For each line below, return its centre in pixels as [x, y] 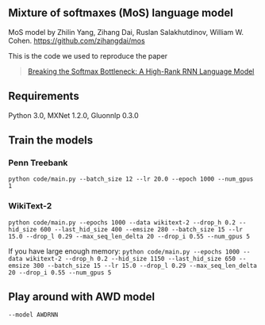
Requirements [44, 96]
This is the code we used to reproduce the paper [88, 55]
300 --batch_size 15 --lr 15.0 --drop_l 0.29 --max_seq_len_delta [145, 266]
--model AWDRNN [33, 315]
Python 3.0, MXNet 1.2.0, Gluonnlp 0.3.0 [73, 115]
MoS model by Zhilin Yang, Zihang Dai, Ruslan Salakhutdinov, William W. [126, 32]
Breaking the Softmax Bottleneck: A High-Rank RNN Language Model [141, 71]
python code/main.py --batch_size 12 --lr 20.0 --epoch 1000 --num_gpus [131, 179]
